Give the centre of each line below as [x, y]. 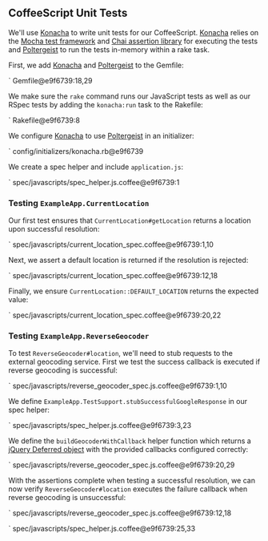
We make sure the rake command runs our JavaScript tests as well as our [130, 96]
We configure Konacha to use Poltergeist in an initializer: [101, 135]
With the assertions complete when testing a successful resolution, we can [132, 481]
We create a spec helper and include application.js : [96, 167]
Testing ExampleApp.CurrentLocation [79, 203]
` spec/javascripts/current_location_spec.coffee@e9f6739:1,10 [111, 244]
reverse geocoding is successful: [63, 370]
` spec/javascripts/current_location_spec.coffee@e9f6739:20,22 [115, 315]
